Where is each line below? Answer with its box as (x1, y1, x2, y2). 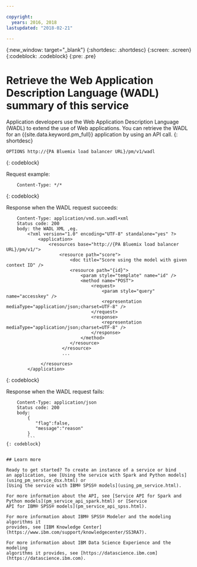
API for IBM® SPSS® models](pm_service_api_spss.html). (6, 503, 147, 509)
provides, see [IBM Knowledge (6, 524, 81, 530)
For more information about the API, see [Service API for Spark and (6, 493, 182, 499)
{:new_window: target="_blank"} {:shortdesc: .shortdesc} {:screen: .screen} (6, 46, 192, 53)
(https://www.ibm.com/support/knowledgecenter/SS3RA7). (6, 530, 147, 536)
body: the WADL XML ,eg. (17, 226, 78, 232)
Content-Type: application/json (17, 400, 97, 406)
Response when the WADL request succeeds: (6, 204, 118, 211)
